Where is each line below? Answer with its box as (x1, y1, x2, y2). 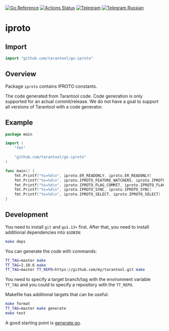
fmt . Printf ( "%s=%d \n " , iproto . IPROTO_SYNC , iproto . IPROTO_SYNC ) (14, 187, 152, 192)
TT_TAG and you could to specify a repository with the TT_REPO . (5, 282, 134, 288)
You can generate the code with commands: (5, 248, 97, 254)
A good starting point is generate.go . (5, 319, 81, 325)
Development (5, 210, 49, 219)
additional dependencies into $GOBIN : (5, 229, 81, 235)
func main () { (5, 168, 35, 174)
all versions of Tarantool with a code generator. (5, 103, 103, 109)
